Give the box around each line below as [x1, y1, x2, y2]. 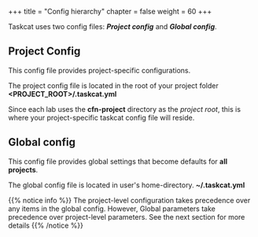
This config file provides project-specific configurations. [8, 65, 191, 75]
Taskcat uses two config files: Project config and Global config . [8, 22, 218, 31]
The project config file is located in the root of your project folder [8, 80, 219, 90]
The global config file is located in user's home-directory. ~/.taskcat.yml [8, 180, 245, 190]
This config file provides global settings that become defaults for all [8, 157, 228, 166]
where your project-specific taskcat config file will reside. [8, 113, 195, 122]
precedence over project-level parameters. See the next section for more [8, 212, 245, 221]
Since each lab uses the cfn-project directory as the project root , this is [8, 104, 241, 113]
